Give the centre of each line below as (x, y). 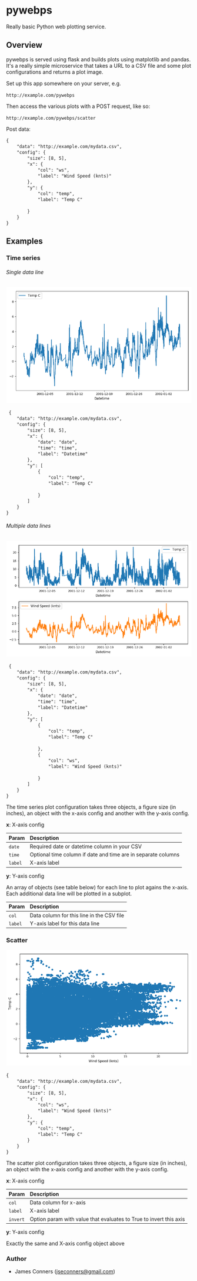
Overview (24, 45)
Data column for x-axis (58, 1203)
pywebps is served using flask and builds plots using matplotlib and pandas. (98, 59)
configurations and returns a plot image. (55, 72)
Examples (24, 242)
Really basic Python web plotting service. (56, 27)
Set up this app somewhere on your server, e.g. (64, 83)
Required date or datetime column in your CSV (86, 846)
